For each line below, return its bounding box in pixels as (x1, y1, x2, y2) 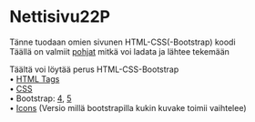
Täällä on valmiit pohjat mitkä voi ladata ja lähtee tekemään (9, 46, 230, 56)
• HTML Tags (9, 73, 60, 84)
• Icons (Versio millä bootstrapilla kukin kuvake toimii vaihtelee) (9, 102, 248, 113)
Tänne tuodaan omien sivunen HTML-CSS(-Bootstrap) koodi (9, 36, 236, 47)
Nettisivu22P (9, 6, 111, 27)
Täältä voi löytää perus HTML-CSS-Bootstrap (9, 64, 179, 75)
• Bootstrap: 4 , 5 (9, 93, 72, 104)
